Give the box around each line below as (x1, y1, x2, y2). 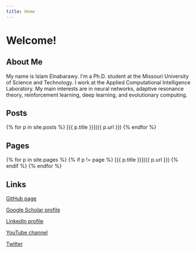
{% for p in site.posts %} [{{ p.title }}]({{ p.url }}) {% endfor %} (6, 124, 157, 131)
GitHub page (6, 195, 37, 202)
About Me (6, 57, 43, 67)
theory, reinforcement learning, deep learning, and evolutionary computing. (6, 91, 188, 98)
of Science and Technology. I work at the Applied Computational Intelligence (6, 78, 191, 86)
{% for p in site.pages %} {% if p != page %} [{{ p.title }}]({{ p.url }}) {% (6, 156, 178, 163)
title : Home (6, 8, 35, 15)
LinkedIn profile (6, 218, 44, 225)
